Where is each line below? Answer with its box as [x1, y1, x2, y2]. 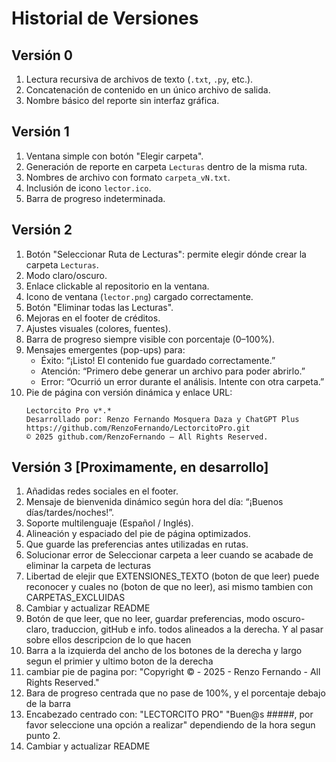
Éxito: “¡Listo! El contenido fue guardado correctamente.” [40, 354, 276, 366]
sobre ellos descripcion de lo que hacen [25, 634, 192, 646]
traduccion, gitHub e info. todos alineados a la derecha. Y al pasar [51, 623, 324, 636]
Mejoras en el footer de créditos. [25, 312, 161, 324]
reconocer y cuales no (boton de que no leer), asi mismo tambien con [25, 581, 314, 593]
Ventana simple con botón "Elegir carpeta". [25, 150, 204, 162]
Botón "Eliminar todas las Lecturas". [25, 301, 174, 313]
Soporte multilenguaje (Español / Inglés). [25, 517, 194, 529]
